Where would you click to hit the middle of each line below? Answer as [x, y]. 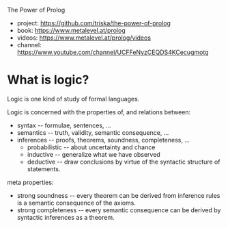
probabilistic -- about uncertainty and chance [91, 147]
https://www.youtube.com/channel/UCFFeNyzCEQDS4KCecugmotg [113, 52]
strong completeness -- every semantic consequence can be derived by [119, 210]
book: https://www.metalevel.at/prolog [71, 30]
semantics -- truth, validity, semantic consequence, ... [93, 132]
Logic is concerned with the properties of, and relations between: [99, 112]
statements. [44, 169]
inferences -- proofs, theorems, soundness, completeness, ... [103, 140]
